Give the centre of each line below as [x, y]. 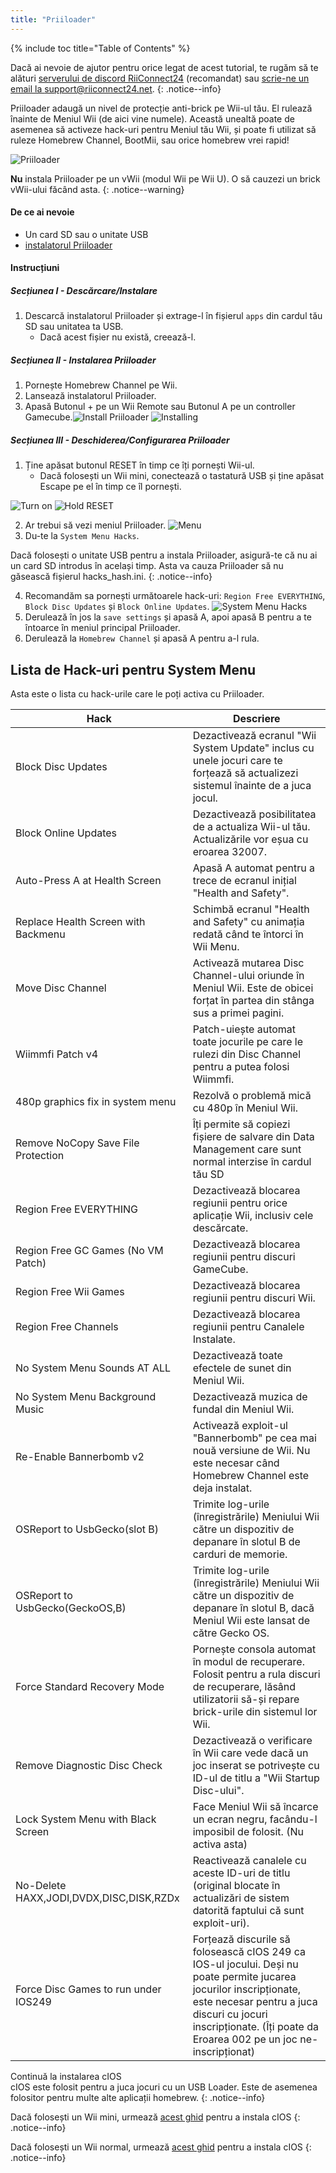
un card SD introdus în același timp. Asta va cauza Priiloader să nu [147, 566]
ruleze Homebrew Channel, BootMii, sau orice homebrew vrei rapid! [150, 140]
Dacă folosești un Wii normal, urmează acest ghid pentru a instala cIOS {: [161, 2147]
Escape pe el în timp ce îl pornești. [110, 487]
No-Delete [41, 1886]
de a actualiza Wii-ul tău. [251, 827]
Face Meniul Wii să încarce [255, 1807]
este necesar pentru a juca [255, 2002]
